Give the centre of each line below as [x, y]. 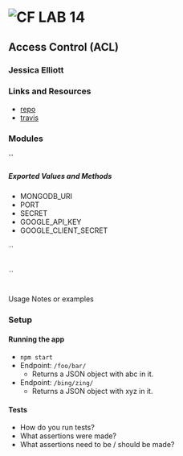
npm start [37, 358]
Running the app [37, 339]
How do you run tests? [57, 428]
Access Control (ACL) [63, 47]
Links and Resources [50, 91]
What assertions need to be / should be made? [97, 445]
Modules [26, 139]
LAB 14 [62, 17]
